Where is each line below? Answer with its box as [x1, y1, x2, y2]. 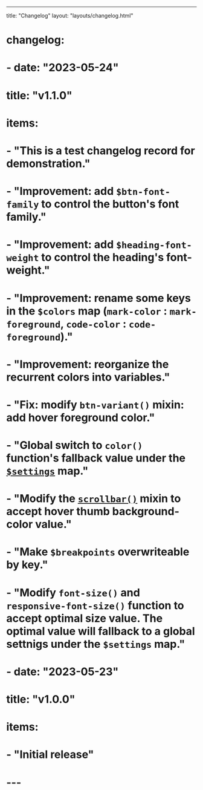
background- [112, 504, 179, 518]
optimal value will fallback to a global [6, 624, 195, 638]
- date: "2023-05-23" [6, 665, 119, 678]
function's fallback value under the [6, 451, 186, 465]
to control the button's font [41, 197, 179, 211]
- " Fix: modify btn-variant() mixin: [6, 397, 184, 411]
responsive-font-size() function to [6, 598, 184, 612]
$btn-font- [115, 186, 170, 198]
